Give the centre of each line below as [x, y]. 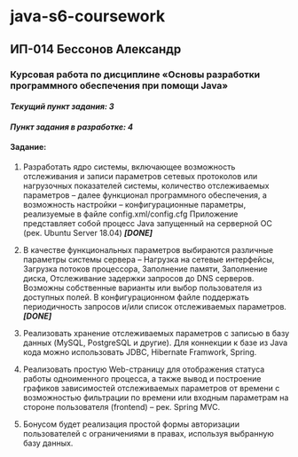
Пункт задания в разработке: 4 [72, 127]
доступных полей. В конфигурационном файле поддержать [136, 297]
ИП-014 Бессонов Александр [96, 49]
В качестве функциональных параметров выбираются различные [148, 249]
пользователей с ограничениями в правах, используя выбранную [148, 433]
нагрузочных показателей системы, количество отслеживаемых [146, 185]
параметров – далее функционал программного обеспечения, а [145, 195]
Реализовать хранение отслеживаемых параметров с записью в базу [156, 333]
